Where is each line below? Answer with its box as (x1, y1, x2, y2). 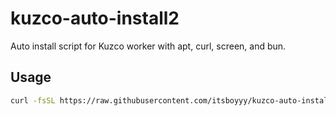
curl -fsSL (10, 95, 56, 106)
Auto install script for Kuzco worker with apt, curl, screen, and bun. (10, 40, 287, 52)
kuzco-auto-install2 (10, 7, 180, 30)
